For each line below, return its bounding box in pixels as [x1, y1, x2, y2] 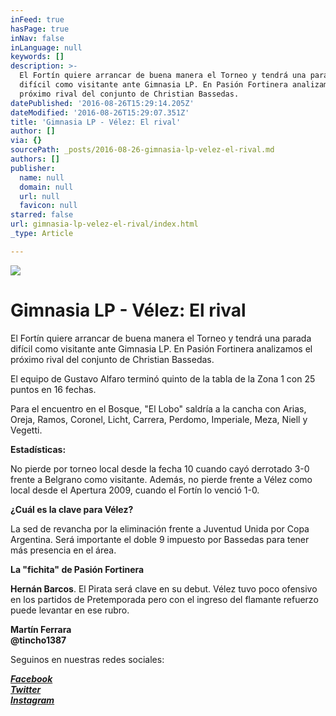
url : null [19, 191, 60, 201]
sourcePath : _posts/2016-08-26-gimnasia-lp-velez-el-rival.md [10, 145, 275, 155]
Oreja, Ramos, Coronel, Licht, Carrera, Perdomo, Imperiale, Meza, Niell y [10, 413, 308, 425]
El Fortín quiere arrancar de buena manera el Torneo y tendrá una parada [10, 332, 312, 344]
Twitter [10, 683, 42, 695]
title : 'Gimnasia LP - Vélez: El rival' [10, 117, 182, 127]
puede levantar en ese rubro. [10, 604, 130, 616]
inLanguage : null [10, 42, 83, 53]
